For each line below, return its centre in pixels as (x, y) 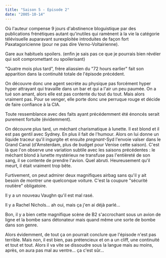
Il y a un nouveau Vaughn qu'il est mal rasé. (49, 195)
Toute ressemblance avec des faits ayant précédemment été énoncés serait (82, 114)
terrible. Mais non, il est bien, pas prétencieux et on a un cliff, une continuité (82, 240)
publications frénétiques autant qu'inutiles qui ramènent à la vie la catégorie (82, 34)
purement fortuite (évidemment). (38, 119)
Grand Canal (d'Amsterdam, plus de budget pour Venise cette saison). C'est (82, 144)
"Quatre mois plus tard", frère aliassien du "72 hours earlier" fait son (75, 68)
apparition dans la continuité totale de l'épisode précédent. (65, 74)
